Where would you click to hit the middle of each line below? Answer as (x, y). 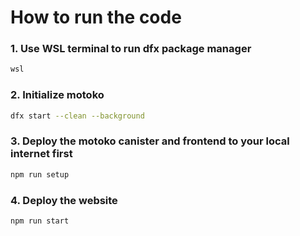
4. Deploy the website (64, 200)
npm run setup (40, 174)
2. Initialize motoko (57, 95)
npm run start (40, 221)
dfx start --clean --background (77, 116)
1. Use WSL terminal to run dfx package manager (131, 49)
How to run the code (96, 17)
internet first (41, 154)
